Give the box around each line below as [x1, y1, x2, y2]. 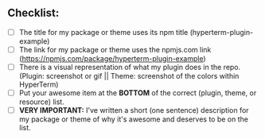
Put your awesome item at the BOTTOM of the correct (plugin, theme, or [18, 88, 257, 98]
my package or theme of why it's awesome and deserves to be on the [18, 114, 248, 124]
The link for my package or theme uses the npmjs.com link [18, 44, 212, 54]
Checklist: [7, 6, 60, 20]
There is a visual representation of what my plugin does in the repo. [18, 62, 241, 71]
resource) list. [18, 97, 64, 106]
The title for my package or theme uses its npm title [18, 27, 189, 37]
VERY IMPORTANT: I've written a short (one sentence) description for [18, 106, 249, 115]
